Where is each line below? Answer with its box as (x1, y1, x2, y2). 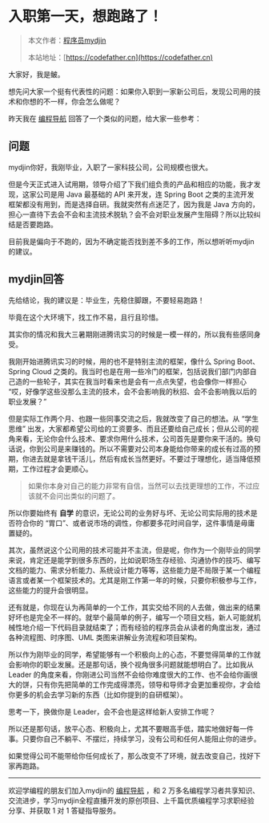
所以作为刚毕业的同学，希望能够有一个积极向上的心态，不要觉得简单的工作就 (8, 650, 261, 659)
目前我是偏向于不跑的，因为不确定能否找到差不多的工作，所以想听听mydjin (8, 236, 255, 246)
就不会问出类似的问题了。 (34, 491, 120, 500)
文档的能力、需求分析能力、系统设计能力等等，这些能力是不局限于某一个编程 (8, 565, 261, 575)
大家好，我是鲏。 (8, 69, 65, 79)
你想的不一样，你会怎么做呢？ (22, 96, 121, 106)
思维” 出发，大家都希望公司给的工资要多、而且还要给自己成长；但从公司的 (8, 423, 252, 434)
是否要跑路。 (14, 219, 58, 229)
